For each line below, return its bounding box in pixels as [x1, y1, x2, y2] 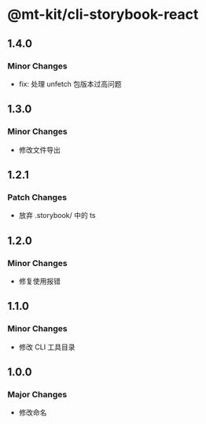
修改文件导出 [18, 145, 61, 154]
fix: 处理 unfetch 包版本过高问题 [18, 79, 123, 88]
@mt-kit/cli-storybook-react [7, 6, 199, 24]
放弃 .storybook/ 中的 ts [18, 211, 96, 220]
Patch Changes [7, 191, 68, 202]
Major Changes [7, 389, 68, 400]
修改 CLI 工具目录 [18, 342, 75, 352]
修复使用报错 [18, 276, 61, 286]
